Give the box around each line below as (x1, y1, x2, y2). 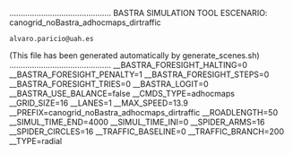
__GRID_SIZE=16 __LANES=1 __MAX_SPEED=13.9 (9, 98, 188, 108)
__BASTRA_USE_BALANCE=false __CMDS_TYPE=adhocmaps (9, 89, 236, 98)
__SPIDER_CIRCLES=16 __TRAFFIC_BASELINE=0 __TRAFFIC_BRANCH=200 (9, 126, 285, 137)
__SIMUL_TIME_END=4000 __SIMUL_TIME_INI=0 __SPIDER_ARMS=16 (9, 116, 265, 127)
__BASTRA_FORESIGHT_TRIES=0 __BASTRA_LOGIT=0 (9, 79, 209, 89)
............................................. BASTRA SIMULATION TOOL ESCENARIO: (9, 8, 268, 18)
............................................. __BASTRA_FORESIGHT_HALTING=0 (9, 60, 248, 70)
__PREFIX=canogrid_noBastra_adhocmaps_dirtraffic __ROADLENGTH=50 (9, 107, 279, 117)
